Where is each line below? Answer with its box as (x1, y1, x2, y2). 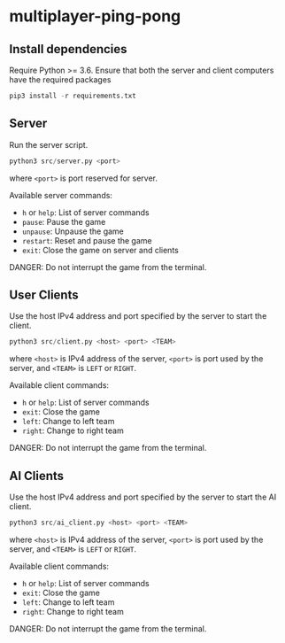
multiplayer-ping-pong (9, 6, 181, 27)
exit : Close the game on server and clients (21, 244, 179, 255)
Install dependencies (9, 42, 127, 57)
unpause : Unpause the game (21, 226, 124, 236)
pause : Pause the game (21, 216, 106, 227)
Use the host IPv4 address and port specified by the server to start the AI (9, 492, 277, 502)
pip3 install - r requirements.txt (9, 91, 137, 100)
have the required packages (9, 74, 112, 85)
